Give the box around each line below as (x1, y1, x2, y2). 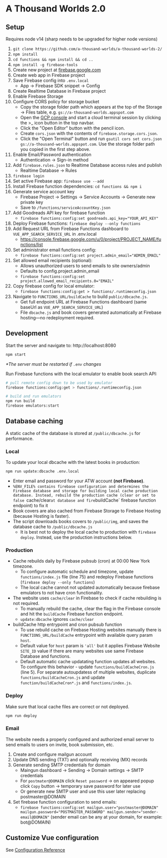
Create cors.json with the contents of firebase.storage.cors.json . (20, 131, 158, 136)
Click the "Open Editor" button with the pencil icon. (20, 125, 125, 131)
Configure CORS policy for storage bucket (12, 99, 99, 105)
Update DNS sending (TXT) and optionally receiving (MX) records (12, 756, 148, 762)
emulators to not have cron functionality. (20, 590, 103, 596)
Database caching (5, 417, 64, 426)
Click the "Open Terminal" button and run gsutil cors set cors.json (20, 136, 162, 142)
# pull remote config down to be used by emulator (5, 380, 113, 385)
